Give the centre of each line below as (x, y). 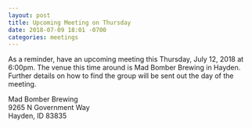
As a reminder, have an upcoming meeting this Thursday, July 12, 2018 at (126, 59)
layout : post (29, 15)
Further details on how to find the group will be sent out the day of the (121, 76)
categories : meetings (43, 37)
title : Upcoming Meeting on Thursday (70, 23)
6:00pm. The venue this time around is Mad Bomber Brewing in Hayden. (124, 68)
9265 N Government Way (49, 108)
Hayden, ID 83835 (38, 116)
